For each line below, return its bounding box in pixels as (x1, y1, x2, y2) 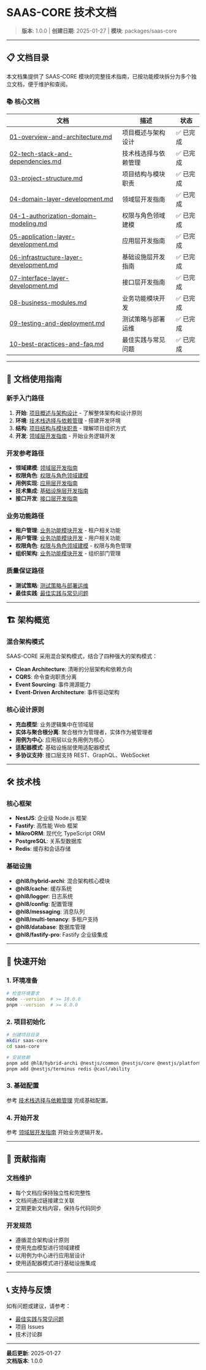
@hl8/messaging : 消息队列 (15, 908, 85, 915)
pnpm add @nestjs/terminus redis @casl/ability (6, 1066, 131, 1072)
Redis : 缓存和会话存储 (15, 845, 71, 853)
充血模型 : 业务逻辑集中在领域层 (15, 721, 94, 728)
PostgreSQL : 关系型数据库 (15, 837, 82, 845)
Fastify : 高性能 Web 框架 (15, 822, 78, 829)
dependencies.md (9, 157, 62, 166)
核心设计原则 (6, 705, 45, 714)
